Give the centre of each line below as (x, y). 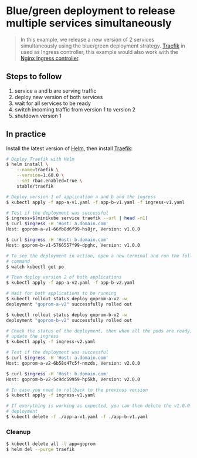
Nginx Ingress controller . (50, 58)
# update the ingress (33, 336)
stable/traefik (35, 186)
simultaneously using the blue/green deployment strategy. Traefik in (103, 46)
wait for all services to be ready (52, 103)
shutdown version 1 (38, 116)
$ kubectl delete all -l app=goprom (51, 444)
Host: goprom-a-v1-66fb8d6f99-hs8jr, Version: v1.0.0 (73, 229)
